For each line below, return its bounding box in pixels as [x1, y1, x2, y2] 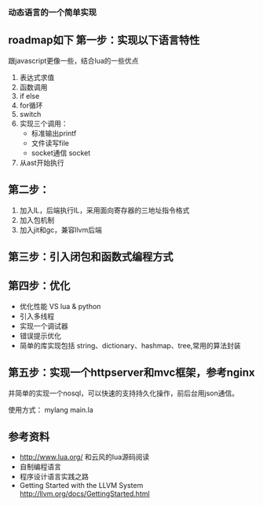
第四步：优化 [8, 279, 71, 293]
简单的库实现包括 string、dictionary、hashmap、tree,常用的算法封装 [19, 340, 241, 350]
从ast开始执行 [19, 158, 64, 167]
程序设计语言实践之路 [19, 472, 89, 482]
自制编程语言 [19, 462, 61, 471]
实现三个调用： [19, 118, 68, 128]
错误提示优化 [19, 331, 61, 340]
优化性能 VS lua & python [19, 301, 101, 311]
